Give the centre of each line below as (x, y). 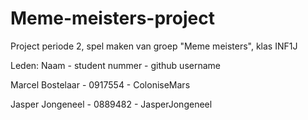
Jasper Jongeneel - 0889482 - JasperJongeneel (111, 104)
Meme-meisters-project (112, 18)
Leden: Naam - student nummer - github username (115, 65)
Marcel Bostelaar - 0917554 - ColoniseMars (100, 84)
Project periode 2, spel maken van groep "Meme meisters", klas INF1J (154, 46)
